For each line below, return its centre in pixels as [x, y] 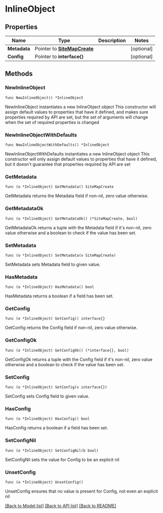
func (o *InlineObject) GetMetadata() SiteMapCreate [59, 187]
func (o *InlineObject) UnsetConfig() [44, 482]
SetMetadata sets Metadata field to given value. [53, 264]
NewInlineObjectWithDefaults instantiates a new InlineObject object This [77, 154]
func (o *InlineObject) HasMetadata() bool [50, 287]
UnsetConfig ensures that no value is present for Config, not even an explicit [81, 491]
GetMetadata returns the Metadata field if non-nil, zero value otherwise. [77, 196]
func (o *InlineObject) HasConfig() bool [48, 419]
